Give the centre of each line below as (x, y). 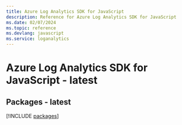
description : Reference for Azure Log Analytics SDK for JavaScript (91, 17)
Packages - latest (39, 102)
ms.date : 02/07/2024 (31, 22)
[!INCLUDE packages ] (32, 116)
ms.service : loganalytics (37, 39)
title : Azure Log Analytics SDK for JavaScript (65, 11)
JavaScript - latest (52, 80)
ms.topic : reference (31, 28)
